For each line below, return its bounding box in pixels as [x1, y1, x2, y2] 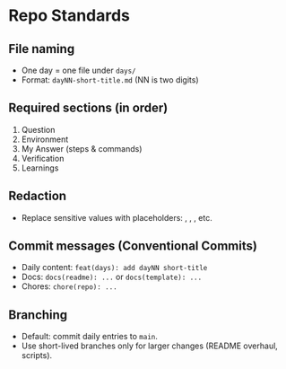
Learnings [21, 163, 59, 173]
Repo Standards [8, 5, 131, 26]
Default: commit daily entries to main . [21, 331, 158, 342]
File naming [8, 41, 75, 57]
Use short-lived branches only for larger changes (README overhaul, [21, 340, 279, 351]
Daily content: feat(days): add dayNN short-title [21, 262, 208, 273]
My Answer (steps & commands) [21, 143, 143, 154]
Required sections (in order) [8, 101, 169, 116]
